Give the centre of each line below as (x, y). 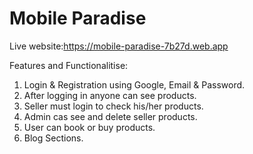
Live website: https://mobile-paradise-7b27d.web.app (119, 46)
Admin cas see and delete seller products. (110, 116)
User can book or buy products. (89, 127)
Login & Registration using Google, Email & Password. (134, 84)
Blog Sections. (53, 138)
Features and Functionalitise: (69, 65)
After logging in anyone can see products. (110, 95)
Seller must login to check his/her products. (113, 106)
